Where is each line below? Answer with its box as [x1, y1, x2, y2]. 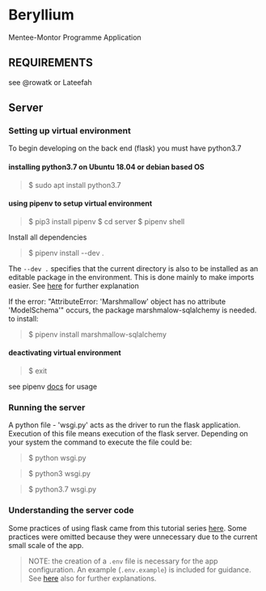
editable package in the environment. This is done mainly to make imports [8, 272, 255, 282]
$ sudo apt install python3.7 [27, 180, 121, 189]
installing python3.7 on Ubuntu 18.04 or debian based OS [8, 162, 205, 172]
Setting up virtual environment [8, 125, 131, 137]
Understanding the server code [8, 504, 135, 516]
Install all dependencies [8, 232, 87, 242]
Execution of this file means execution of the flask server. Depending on [8, 429, 248, 439]
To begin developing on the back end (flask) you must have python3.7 [8, 143, 242, 153]
